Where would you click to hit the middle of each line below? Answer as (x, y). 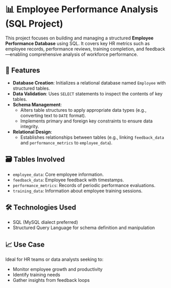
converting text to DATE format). (53, 115)
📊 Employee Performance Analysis (82, 9)
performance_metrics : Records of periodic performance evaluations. (84, 185)
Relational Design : (32, 132)
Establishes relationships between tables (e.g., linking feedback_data (92, 137)
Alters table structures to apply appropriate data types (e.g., (83, 110)
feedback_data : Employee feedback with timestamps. (68, 180)
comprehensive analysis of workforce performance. (83, 54)
